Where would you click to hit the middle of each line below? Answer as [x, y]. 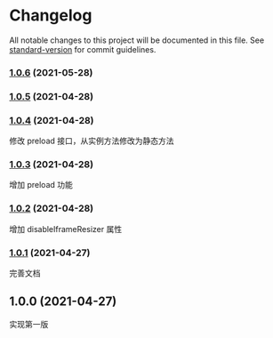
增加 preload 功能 [41, 185]
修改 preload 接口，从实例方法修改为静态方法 [92, 141]
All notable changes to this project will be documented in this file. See [137, 40]
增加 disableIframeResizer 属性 [66, 229]
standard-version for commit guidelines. [83, 49]
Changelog [51, 16]
